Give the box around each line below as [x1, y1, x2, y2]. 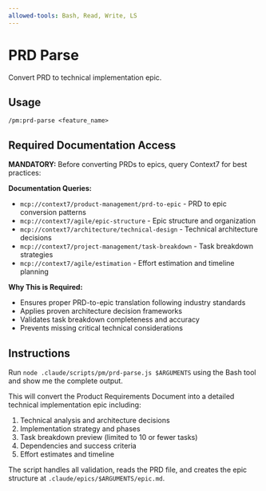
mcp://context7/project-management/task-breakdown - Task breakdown [19, 241, 254, 251]
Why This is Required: [8, 283, 83, 292]
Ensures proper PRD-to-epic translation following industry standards [19, 298, 246, 307]
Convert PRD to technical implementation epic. [8, 73, 162, 82]
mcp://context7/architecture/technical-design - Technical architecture [19, 224, 258, 234]
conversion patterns [19, 208, 86, 217]
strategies [19, 250, 54, 259]
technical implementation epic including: [8, 400, 141, 410]
